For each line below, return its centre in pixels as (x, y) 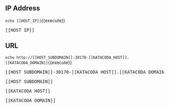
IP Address (23, 8)
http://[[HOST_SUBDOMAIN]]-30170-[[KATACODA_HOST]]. (73, 58)
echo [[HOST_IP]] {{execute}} (35, 20)
